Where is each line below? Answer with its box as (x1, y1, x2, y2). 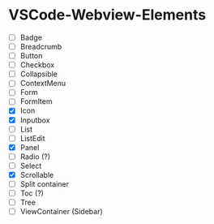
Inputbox (19, 115, 50, 125)
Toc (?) (19, 188, 45, 198)
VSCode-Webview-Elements (8, 6, 207, 24)
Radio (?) (19, 152, 51, 162)
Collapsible (19, 69, 58, 79)
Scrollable (19, 170, 54, 179)
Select (19, 161, 42, 170)
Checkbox (19, 60, 55, 70)
